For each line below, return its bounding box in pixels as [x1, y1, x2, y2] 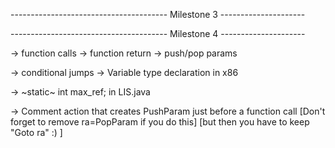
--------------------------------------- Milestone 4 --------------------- [10, 28, 306, 39]
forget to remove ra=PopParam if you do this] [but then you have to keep [10, 116, 310, 128]
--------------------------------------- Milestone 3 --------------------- [10, 9, 306, 20]
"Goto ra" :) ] [10, 127, 63, 138]
